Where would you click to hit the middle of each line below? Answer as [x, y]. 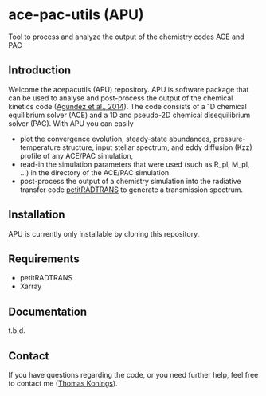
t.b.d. [17, 331]
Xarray [31, 286]
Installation [37, 215]
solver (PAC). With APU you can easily [71, 123]
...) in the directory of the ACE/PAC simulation [94, 172]
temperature [40, 147]
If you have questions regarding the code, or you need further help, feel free [133, 375]
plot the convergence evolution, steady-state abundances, [116, 139]
